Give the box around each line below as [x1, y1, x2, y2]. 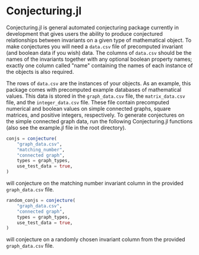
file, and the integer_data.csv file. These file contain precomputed [6, 98, 169, 105]
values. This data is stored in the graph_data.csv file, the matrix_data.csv [6, 92, 185, 99]
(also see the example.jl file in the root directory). [6, 124, 127, 131]
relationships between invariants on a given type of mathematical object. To [6, 36, 192, 43]
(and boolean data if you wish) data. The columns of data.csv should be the [6, 49, 192, 56]
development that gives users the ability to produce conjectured [6, 30, 163, 37]
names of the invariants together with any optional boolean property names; [6, 55, 192, 63]
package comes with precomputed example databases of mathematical [6, 86, 182, 93]
